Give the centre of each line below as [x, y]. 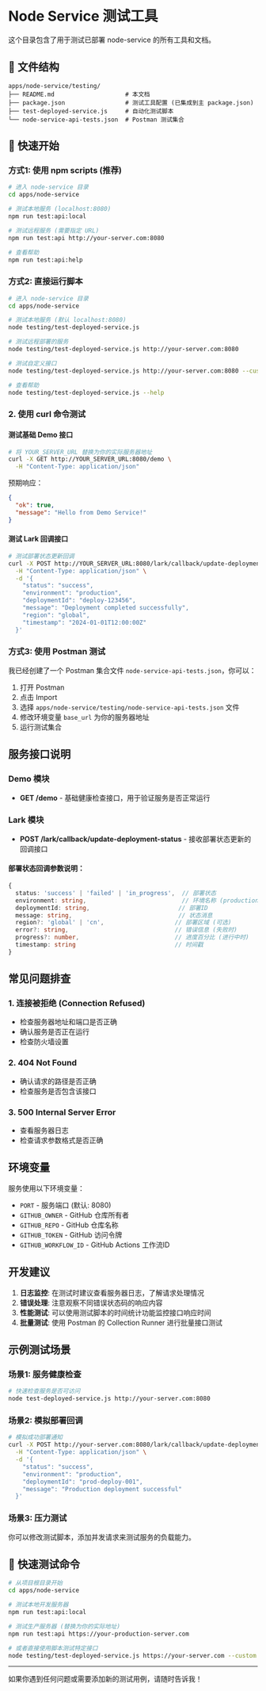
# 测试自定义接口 [32, 363]
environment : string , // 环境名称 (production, [139, 901]
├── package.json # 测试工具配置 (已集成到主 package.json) [131, 103]
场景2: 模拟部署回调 [46, 1421]
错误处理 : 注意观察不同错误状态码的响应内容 [91, 1303]
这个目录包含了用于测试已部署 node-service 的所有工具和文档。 [112, 40]
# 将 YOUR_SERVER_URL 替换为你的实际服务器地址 [80, 452]
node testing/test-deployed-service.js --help [86, 392]
